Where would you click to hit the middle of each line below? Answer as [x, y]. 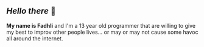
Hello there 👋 [31, 11]
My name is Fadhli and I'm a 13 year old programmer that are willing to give [101, 25]
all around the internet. [35, 38]
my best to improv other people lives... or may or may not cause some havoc [102, 32]
